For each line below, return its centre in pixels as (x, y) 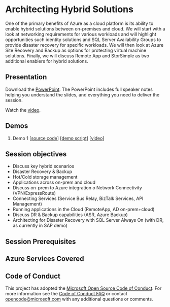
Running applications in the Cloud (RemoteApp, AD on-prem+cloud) (83, 210)
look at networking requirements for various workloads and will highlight (81, 34)
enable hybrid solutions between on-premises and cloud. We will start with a (85, 28)
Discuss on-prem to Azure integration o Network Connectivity (77, 188)
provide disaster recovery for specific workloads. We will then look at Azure (84, 45)
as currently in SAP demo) (40, 226)
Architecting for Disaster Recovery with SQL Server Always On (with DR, (88, 220)
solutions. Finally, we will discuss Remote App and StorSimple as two (77, 56)
